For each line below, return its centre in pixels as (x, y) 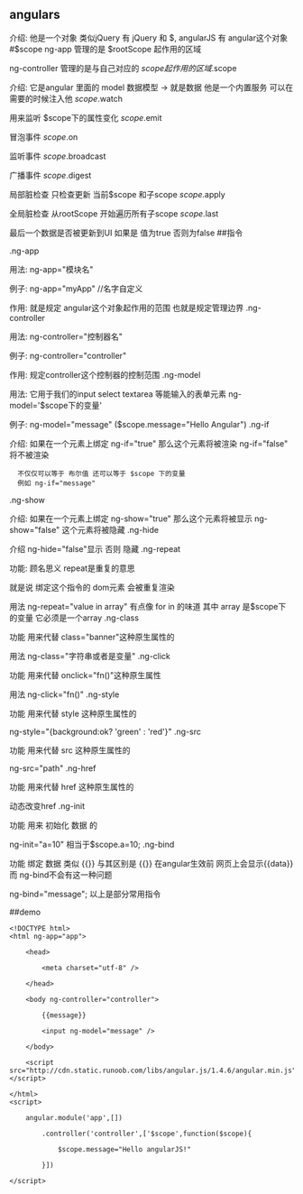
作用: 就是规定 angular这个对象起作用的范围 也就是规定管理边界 (127, 308)
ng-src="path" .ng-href (53, 768)
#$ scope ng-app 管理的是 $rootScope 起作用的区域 (105, 49)
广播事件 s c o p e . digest (50, 175)
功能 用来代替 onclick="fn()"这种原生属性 (85, 675)
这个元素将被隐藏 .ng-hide (110, 529)
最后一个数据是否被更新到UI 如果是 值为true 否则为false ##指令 (126, 233)
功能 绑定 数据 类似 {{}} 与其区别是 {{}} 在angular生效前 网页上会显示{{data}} (151, 863)
